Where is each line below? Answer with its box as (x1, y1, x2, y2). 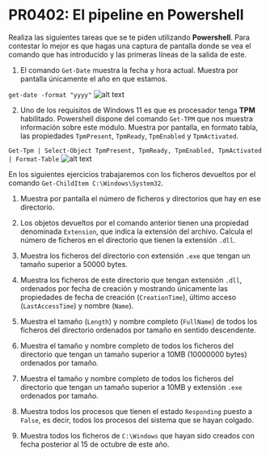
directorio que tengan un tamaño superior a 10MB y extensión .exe (19, 382, 243, 391)
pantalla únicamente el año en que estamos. (19, 74, 168, 83)
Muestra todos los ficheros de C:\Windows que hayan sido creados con (19, 430, 255, 440)
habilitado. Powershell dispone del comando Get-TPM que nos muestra (19, 113, 253, 123)
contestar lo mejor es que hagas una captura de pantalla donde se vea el (8, 40, 251, 50)
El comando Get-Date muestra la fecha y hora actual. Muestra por (19, 65, 238, 74)
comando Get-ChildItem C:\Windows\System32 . (8, 178, 163, 188)
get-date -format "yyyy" (8, 91, 92, 99)
